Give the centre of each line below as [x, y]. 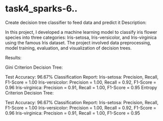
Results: [13, 57]
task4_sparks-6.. [41, 9]
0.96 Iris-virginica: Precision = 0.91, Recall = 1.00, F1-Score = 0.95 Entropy [81, 87]
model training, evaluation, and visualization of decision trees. [68, 48]
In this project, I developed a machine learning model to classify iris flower [81, 32]
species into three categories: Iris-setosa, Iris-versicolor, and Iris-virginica [81, 37]
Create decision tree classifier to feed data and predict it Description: [76, 22]
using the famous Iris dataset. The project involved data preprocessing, [78, 42]
